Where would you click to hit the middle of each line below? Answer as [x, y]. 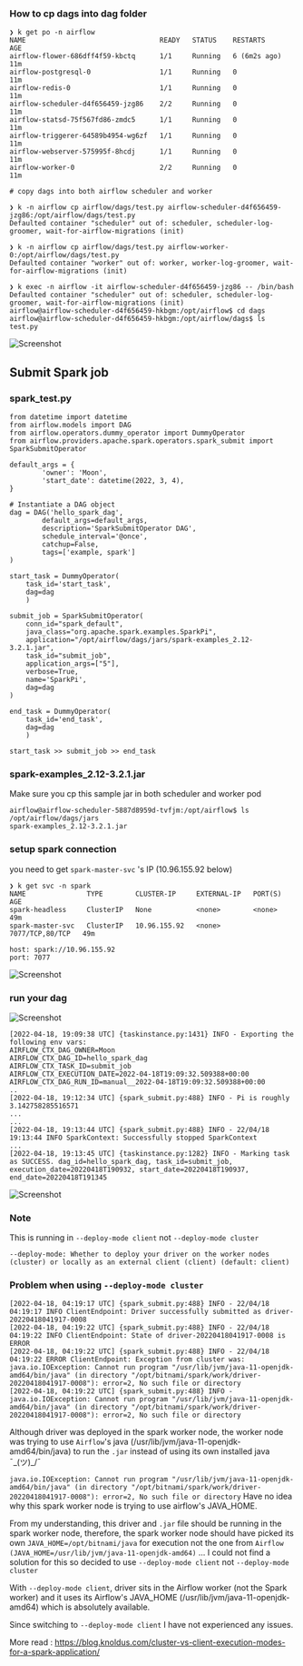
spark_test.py [41, 398]
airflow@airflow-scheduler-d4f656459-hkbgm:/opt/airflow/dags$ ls [137, 319]
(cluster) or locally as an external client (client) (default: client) [150, 1262]
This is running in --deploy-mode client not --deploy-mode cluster [134, 1238]
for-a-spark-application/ [55, 1652]
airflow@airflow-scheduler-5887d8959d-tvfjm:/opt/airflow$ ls [129, 811]
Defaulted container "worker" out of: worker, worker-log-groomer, [140, 263]
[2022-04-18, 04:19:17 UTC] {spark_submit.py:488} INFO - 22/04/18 [140, 1304]
